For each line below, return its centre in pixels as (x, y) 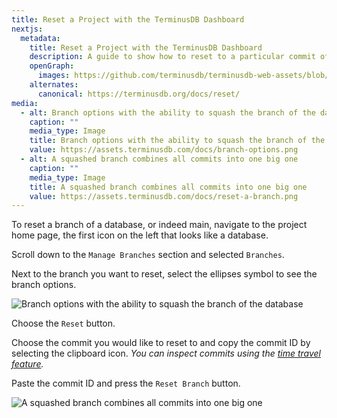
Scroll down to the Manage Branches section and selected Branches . (148, 255)
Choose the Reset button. (63, 323)
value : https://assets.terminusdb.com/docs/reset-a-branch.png (164, 196)
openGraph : (52, 66)
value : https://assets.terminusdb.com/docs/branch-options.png (164, 150)
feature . (27, 364)
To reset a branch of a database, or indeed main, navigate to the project (159, 225)
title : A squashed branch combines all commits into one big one (168, 187)
